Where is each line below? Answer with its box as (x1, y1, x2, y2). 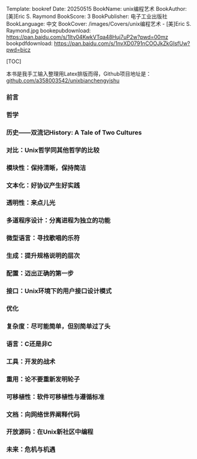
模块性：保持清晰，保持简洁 (6, 163, 86, 172)
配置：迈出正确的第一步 (6, 269, 74, 278)
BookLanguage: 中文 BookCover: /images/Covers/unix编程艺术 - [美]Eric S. (6, 20, 192, 27)
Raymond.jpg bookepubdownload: (6, 27, 91, 34)
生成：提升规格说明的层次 (6, 252, 80, 260)
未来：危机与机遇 (6, 445, 56, 454)
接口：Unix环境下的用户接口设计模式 (6, 287, 112, 296)
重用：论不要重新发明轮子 (6, 375, 80, 383)
